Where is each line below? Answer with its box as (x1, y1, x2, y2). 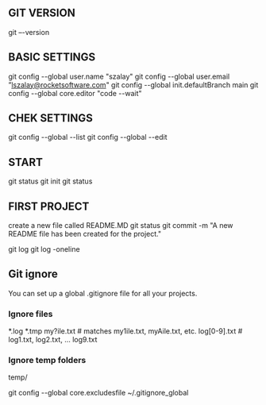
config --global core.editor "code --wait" (8, 88, 142, 98)
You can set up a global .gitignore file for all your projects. (8, 288, 198, 298)
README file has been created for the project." (8, 229, 162, 239)
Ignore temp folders (8, 355, 87, 366)
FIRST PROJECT (8, 199, 90, 213)
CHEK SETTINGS (8, 111, 94, 125)
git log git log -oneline (8, 245, 81, 254)
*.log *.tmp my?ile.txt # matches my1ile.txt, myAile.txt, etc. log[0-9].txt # (8, 326, 243, 336)
